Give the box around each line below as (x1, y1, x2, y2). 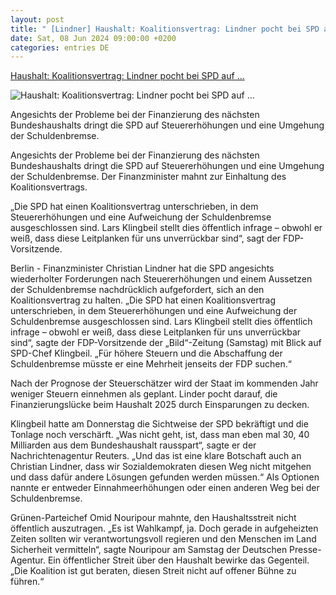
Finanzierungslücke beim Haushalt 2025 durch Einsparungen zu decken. (10, 399, 310, 411)
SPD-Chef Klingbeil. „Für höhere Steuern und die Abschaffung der (10, 347, 283, 360)
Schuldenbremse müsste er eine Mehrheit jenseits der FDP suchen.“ (10, 358, 292, 370)
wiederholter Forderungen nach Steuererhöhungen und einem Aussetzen (10, 273, 313, 285)
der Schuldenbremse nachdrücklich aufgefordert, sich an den (10, 284, 265, 296)
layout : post (10, 14, 65, 25)
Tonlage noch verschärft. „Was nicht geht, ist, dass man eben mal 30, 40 (10, 429, 310, 441)
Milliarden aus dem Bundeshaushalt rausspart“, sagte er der (10, 439, 257, 451)
